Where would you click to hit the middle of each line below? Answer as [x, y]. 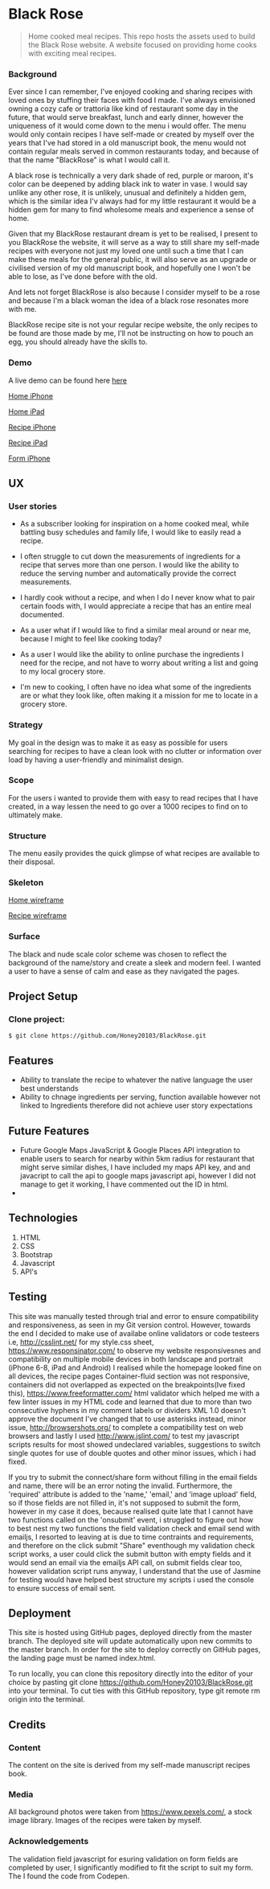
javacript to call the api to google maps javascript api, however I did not [138, 1176]
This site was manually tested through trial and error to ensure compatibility [133, 1316]
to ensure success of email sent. [62, 1588]
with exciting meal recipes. [72, 53]
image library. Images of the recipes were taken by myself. [105, 1821]
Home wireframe [36, 900]
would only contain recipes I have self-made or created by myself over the [131, 134]
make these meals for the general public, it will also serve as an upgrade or [133, 260]
